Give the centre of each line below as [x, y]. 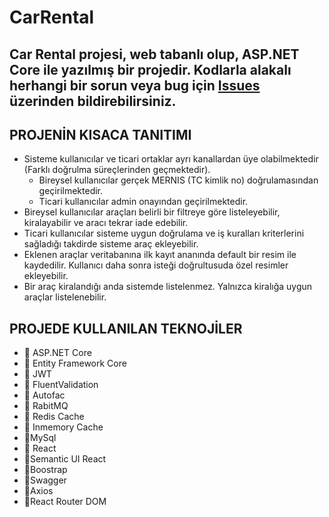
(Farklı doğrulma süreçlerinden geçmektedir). [117, 170]
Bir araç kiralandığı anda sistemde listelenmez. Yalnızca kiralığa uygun [168, 287]
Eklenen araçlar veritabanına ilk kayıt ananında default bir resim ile [160, 255]
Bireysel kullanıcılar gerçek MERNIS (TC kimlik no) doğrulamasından [178, 180]
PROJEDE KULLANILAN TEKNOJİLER [126, 328]
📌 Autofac [44, 395]
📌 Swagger [45, 480]
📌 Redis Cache [54, 417]
